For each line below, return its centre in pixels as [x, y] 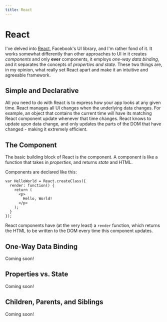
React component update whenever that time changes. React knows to [78, 118]
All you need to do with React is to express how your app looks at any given [83, 102]
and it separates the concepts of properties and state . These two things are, [84, 64]
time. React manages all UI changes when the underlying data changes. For [83, 108]
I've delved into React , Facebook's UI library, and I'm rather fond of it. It [79, 48]
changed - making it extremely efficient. [46, 129]
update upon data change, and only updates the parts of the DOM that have [83, 124]
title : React [19, 10]
